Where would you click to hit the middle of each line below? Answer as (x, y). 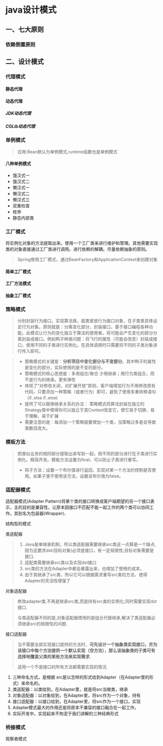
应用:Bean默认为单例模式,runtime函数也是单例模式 (67, 151)
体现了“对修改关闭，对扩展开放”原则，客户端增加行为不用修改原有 (90, 386)
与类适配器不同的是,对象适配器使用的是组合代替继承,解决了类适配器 (84, 617)
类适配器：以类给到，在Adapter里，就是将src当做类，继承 (70, 689)
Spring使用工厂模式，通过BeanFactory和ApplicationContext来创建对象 (87, 260)
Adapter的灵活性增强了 (47, 580)
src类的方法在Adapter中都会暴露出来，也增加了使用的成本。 (84, 568)
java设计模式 (31, 10)
